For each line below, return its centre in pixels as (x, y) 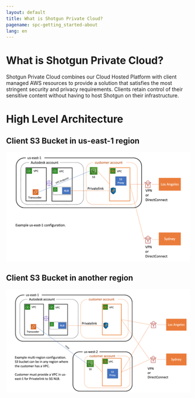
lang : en (17, 31)
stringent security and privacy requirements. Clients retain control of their (94, 89)
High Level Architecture (65, 119)
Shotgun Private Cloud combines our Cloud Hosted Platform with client (91, 77)
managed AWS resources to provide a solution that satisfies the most (89, 83)
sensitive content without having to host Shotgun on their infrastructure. (93, 96)
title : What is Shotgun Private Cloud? (55, 18)
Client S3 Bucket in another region (69, 278)
